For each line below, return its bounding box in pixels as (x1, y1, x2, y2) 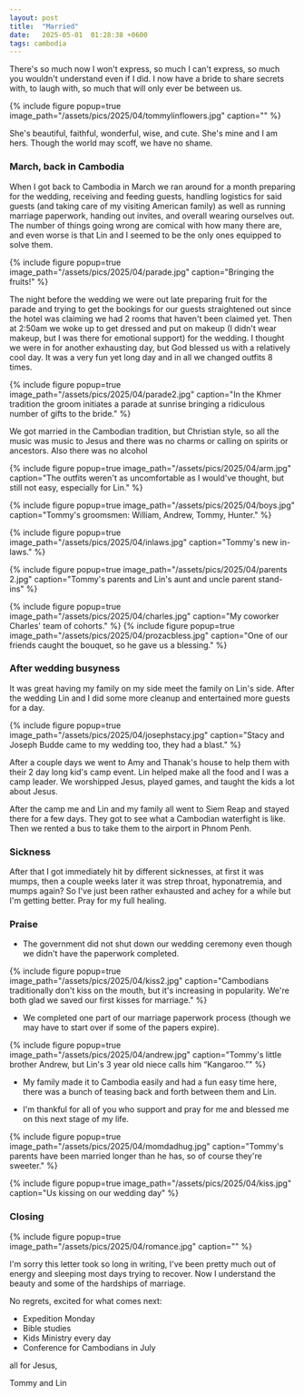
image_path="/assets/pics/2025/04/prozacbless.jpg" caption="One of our (9, 630, 289, 641)
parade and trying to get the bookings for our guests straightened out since (9, 303, 292, 314)
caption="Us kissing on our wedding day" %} (9, 1188, 180, 1199)
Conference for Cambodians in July (22, 1341, 156, 1352)
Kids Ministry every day (22, 1332, 112, 1343)
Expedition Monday (22, 1312, 95, 1324)
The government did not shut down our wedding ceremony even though (22, 938, 292, 949)
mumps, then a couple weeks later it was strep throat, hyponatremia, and (9, 876, 283, 887)
